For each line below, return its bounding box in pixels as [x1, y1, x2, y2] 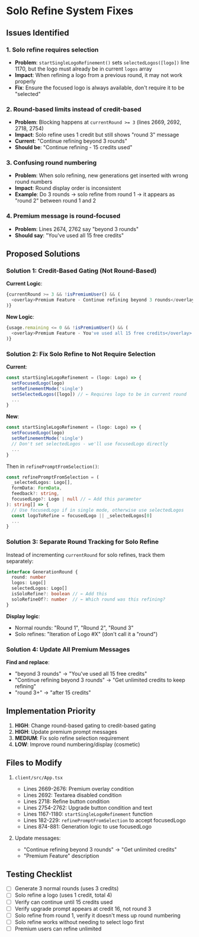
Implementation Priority [6, 706, 96, 716]
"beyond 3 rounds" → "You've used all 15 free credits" [14, 670, 147, 677]
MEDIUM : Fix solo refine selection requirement [14, 734, 129, 742]
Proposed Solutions [6, 249, 81, 259]
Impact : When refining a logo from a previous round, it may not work [14, 71, 182, 78]
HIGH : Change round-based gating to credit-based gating [14, 721, 156, 729]
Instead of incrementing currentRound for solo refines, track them [6, 551, 165, 558]
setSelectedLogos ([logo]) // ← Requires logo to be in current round [11, 391, 187, 397]
